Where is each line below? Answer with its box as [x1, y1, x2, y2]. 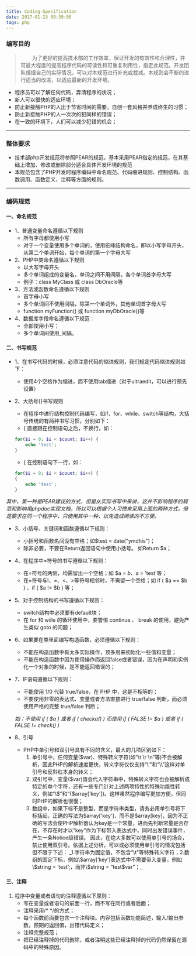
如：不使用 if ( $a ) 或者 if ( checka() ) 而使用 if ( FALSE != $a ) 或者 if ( [14, 715, 184, 722]
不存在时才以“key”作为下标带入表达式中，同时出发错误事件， [42, 827, 188, 834]
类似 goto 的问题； [28, 624, 73, 631]
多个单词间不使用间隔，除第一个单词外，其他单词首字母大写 [23, 300, 167, 307]
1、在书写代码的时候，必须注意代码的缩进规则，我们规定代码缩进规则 [14, 358, 181, 365]
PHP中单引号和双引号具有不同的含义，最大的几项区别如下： [23, 746, 167, 753]
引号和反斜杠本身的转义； [32, 768, 94, 776]
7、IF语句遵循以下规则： [14, 676, 73, 683]
